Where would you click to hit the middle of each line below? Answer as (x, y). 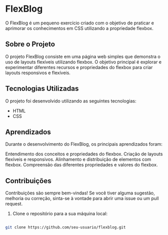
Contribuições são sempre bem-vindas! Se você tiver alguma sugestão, (80, 193)
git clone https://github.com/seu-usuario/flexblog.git (65, 227)
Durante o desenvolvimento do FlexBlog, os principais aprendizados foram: (84, 144)
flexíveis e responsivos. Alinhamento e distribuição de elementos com (78, 159)
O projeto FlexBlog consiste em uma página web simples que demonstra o (83, 56)
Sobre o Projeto (30, 44)
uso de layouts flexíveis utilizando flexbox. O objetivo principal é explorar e (83, 62)
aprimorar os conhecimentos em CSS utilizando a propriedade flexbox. (79, 28)
